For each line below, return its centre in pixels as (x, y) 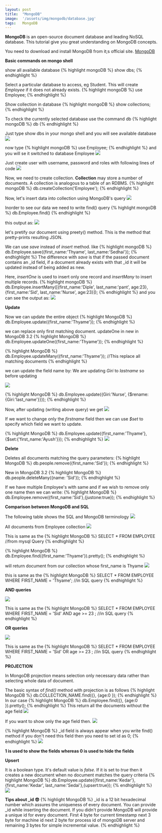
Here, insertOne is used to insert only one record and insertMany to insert (79, 277)
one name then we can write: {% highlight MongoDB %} (61, 492)
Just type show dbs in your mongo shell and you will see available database (81, 133)
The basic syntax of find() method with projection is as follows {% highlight (80, 690)
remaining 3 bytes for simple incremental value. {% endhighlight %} (73, 825)
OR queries (16, 628)
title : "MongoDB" (23, 14)
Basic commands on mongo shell (39, 61)
